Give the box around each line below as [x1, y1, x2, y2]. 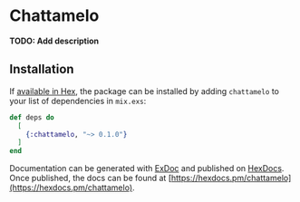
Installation [9, 62, 74, 77]
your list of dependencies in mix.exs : [9, 95, 147, 106]
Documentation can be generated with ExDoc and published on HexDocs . [9, 163, 285, 174]
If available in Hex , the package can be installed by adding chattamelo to [9, 85, 279, 96]
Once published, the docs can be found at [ [9, 173, 172, 184]
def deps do [9, 112, 54, 122]
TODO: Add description [9, 35, 100, 46]
